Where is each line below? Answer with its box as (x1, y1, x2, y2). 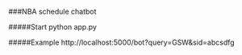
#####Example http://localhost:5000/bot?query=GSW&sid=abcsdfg (8, 37, 236, 47)
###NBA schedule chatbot (8, 7, 97, 16)
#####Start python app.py (8, 22, 97, 31)
